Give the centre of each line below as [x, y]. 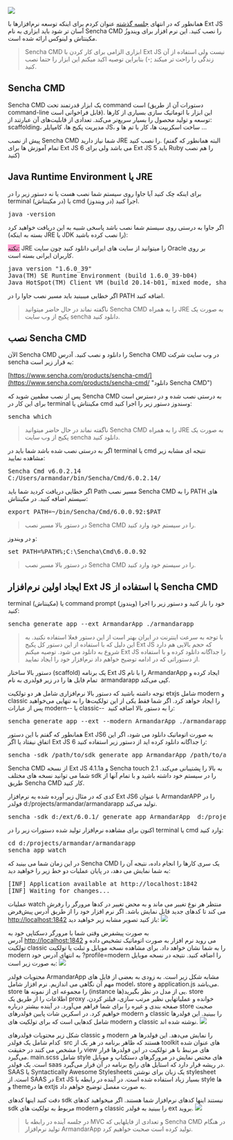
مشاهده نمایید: [27, 458]
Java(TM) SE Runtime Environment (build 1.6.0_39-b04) [103, 275]
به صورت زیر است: [33, 963]
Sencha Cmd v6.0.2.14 [45, 471]
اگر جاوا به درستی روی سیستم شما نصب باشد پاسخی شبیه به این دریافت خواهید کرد [116, 227]
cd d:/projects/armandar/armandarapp [72, 843]
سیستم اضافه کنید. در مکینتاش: [48, 499]
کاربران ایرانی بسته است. [41, 255]
